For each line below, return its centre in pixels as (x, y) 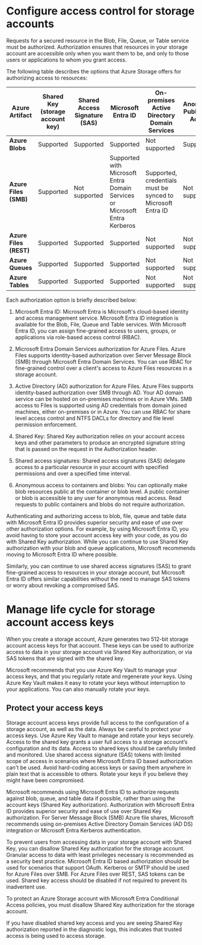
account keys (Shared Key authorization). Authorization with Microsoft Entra (100, 805)
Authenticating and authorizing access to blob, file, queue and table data (96, 516)
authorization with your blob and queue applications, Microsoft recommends (101, 548)
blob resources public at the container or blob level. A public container (102, 491)
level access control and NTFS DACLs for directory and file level (94, 418)
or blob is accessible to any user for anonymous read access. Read (98, 497)
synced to (159, 195)
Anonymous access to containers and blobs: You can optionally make (101, 485)
